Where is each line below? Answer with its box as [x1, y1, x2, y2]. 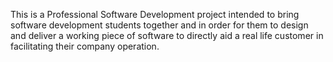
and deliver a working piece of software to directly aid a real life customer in [10, 30, 324, 41]
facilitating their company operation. [10, 40, 160, 52]
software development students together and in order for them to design [10, 19, 309, 31]
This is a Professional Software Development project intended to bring [10, 9, 300, 20]
